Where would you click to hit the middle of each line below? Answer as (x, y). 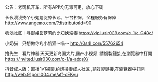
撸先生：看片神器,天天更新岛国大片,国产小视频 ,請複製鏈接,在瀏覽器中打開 (79, 53)
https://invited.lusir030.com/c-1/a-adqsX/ (47, 59)
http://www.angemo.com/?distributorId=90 (48, 23)
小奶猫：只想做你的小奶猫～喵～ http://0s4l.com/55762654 (64, 43)
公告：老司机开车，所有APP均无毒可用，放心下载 (54, 7)
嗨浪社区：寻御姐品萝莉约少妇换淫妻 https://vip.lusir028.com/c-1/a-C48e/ (79, 33)
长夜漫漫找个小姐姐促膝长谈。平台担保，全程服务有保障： (63, 17)
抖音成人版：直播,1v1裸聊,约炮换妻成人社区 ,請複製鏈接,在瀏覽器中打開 (75, 69)
